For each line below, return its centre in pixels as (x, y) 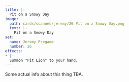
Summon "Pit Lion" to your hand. (44, 60)
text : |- (18, 28)
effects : (14, 51)
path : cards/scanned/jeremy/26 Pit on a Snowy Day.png (67, 23)
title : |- (15, 10)
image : (12, 19)
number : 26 (21, 46)
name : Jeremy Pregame (32, 42)
